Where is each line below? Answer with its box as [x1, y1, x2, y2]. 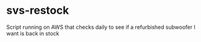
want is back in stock [6, 29, 60, 37]
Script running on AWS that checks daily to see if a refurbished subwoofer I [6, 23, 196, 31]
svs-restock [6, 4, 69, 17]
